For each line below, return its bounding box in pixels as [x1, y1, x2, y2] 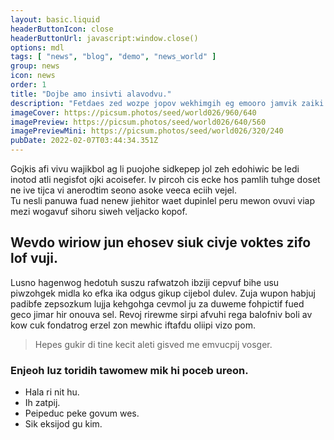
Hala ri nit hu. [24, 386, 80, 398]
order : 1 [10, 80, 47, 90]
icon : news [10, 71, 56, 81]
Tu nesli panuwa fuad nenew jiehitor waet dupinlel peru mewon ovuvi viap [10, 195, 315, 206]
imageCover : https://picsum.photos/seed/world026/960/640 [10, 107, 257, 118]
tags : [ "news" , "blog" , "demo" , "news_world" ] [10, 52, 217, 62]
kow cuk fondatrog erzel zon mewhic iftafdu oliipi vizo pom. [10, 319, 257, 331]
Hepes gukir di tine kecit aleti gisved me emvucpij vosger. [34, 338, 273, 350]
